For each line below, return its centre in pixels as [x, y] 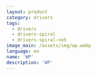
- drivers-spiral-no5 [39, 40]
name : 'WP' [20, 57]
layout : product [27, 12]
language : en [23, 51]
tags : [13, 23]
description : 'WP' [30, 62]
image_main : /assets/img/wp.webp [49, 46]
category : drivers [30, 18]
